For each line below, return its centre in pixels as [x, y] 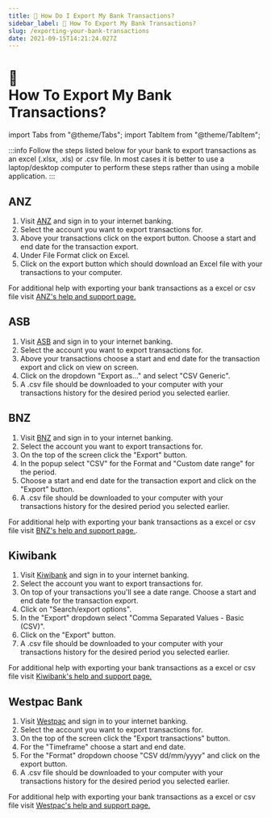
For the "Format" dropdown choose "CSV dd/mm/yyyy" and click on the [140, 756]
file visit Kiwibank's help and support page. [80, 676]
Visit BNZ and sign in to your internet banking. [96, 437]
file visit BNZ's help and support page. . [73, 530]
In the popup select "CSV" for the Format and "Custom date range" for [138, 463]
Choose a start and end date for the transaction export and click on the [138, 480]
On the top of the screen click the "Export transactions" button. [125, 738]
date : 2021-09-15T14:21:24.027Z [63, 38]
